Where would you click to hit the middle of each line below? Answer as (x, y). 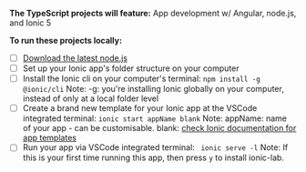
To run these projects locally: (66, 40)
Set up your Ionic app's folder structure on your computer (131, 68)
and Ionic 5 (31, 23)
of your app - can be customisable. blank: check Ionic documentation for (159, 128)
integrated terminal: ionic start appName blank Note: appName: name (154, 118)
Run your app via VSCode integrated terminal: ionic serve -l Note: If (155, 147)
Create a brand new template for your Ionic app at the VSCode (140, 108)
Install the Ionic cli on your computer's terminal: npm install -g (142, 79)
